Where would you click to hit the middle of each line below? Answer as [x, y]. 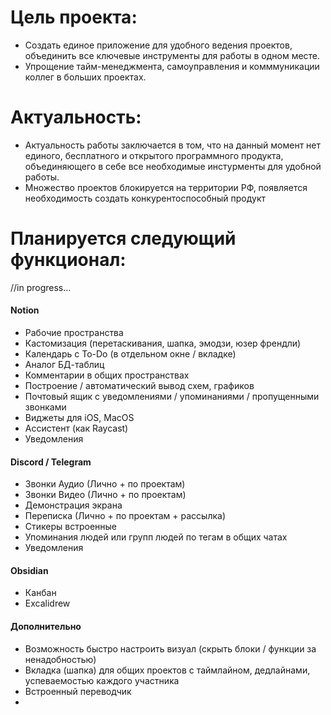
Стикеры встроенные [71, 527]
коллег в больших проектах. [85, 77]
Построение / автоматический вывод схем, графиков [139, 386]
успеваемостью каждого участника [102, 680]
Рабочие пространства [74, 333]
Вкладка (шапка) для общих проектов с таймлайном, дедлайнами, [167, 670]
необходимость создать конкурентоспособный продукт [145, 198]
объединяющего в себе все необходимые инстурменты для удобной [173, 166]
